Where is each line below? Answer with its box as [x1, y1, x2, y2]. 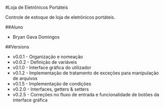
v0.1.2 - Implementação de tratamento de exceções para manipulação [12, 70, 159, 76]
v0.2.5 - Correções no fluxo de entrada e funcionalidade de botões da [12, 92, 159, 97]
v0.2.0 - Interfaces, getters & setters [12, 86, 89, 92]
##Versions [5, 44, 29, 50]
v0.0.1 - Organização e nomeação [12, 53, 83, 60]
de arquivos [12, 75, 38, 81]
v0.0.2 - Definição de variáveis [12, 59, 77, 65]
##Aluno [5, 24, 23, 30]
